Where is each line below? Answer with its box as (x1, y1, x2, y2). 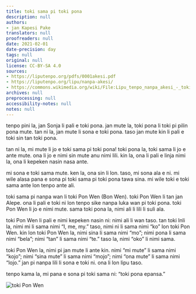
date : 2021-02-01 (6, 41, 48, 47)
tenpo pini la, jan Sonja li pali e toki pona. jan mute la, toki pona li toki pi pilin (6, 122, 188, 129)
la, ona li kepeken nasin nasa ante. (6, 158, 89, 165)
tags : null (6, 52, 33, 58)
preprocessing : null (6, 95, 57, 101)
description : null (6, 14, 51, 20)
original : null (6, 57, 43, 63)
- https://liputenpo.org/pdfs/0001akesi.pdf (6, 73, 116, 79)
